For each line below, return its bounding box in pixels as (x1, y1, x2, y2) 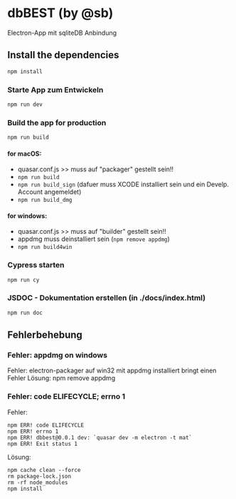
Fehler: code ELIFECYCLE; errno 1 (7, 392, 126, 402)
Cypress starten (7, 260, 65, 270)
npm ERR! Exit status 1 (7, 440, 78, 447)
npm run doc (7, 309, 43, 316)
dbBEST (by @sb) (7, 5, 114, 21)
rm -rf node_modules (7, 478, 69, 486)
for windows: (7, 211, 48, 220)
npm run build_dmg (17, 197, 73, 204)
